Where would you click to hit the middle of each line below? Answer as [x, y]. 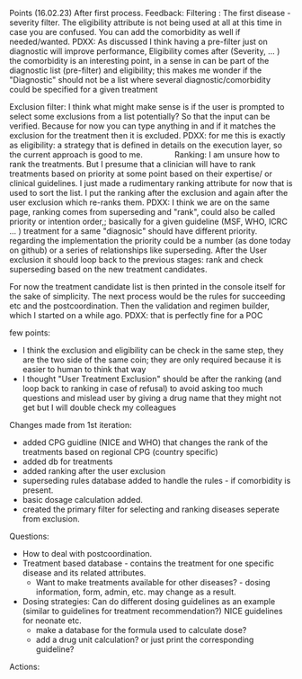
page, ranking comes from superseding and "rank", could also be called [142, 212]
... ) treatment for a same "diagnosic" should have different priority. [133, 231]
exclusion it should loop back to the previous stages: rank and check [136, 259]
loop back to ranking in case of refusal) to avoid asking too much [142, 389]
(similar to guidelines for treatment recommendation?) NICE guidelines [152, 611]
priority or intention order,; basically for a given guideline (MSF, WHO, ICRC [148, 221]
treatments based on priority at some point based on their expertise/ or [141, 174]
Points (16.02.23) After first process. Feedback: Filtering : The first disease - [150, 13]
